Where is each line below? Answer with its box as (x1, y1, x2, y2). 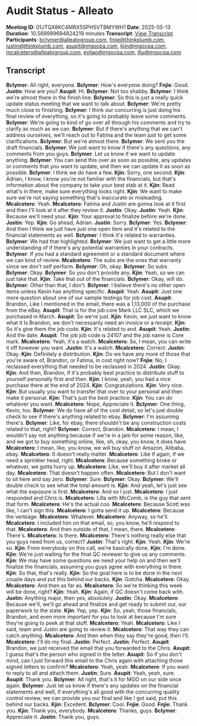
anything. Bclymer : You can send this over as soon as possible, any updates (6, 156, 191, 163)
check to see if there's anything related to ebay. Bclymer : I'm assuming (6, 413, 179, 420)
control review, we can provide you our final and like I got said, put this (6, 694, 178, 701)
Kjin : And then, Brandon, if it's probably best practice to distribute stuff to (6, 369, 185, 376)
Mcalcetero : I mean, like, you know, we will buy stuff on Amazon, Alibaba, (6, 444, 185, 451)
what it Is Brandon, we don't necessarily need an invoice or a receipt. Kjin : (6, 319, 186, 326)
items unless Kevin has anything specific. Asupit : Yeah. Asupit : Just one (6, 287, 182, 295)
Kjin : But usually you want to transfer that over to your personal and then (6, 387, 183, 395)
